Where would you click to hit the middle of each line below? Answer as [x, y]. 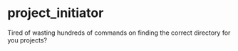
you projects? [27, 40]
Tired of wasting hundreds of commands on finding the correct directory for [119, 33]
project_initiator [56, 13]
